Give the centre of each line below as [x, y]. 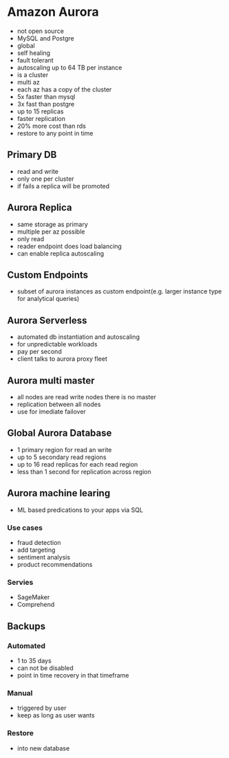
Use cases [25, 528]
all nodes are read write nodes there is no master [87, 397]
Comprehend [36, 605]
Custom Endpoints [48, 275]
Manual [20, 693]
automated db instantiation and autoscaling [78, 337]
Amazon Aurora [53, 12]
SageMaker [33, 597]
